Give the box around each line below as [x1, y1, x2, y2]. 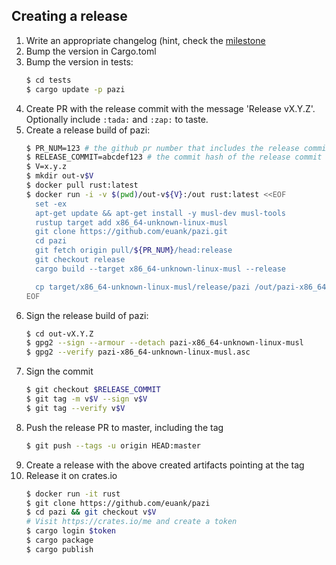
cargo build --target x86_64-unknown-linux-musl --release [35, 264, 287, 274]
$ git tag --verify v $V [25, 403, 126, 413]
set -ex [35, 199, 68, 209]
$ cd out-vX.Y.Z [25, 329, 94, 339]
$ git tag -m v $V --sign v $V [25, 394, 148, 404]
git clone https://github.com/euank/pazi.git [35, 227, 228, 237]
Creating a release [11, 8, 128, 25]
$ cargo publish [25, 544, 94, 554]
